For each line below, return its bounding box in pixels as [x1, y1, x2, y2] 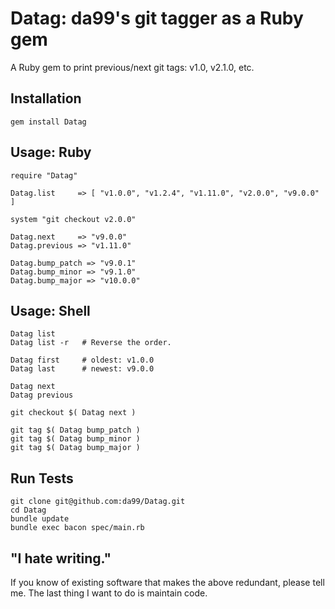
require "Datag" [10, 170, 78, 181]
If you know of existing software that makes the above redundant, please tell [10, 577, 325, 588]
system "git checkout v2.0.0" [10, 214, 137, 224]
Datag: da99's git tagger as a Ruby [10, 7, 304, 30]
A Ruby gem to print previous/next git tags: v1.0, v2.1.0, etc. [10, 61, 255, 73]
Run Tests [10, 470, 74, 487]
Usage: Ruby [10, 144, 92, 161]
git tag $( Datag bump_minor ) [10, 434, 141, 444]
